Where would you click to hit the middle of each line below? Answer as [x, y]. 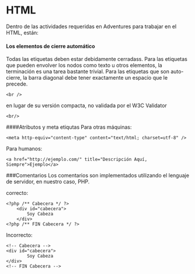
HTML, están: [22, 32]
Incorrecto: [19, 235]
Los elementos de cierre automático [51, 46]
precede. [17, 84]
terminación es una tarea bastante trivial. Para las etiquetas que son [88, 71]
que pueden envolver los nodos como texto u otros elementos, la [84, 66]
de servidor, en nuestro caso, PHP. [48, 181]
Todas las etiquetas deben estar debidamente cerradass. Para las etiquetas [97, 59]
